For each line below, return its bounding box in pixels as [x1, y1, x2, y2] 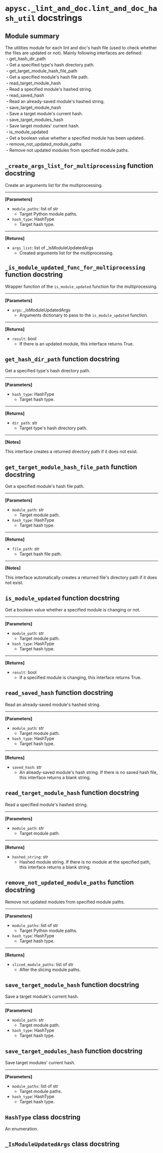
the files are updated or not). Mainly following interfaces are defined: [5, 50, 143, 56]
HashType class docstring [5, 1113, 81, 1121]
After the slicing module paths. [19, 967, 81, 972]
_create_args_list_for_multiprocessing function [5, 162, 154, 170]
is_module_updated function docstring [5, 594, 120, 602]
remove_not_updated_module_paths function [5, 878, 134, 887]
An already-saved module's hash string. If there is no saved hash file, [19, 769, 158, 775]
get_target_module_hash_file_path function [5, 463, 137, 471]
